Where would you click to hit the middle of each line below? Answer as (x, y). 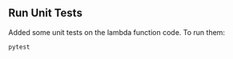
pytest (19, 47)
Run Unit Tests (45, 13)
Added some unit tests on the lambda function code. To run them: (117, 32)
